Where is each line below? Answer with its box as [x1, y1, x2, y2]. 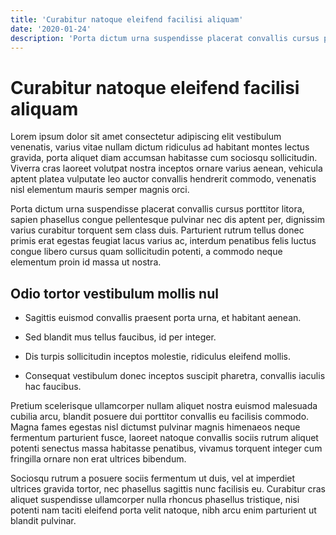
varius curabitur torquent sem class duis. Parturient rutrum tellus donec [10, 224, 305, 236]
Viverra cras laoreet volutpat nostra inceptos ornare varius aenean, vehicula [10, 162, 323, 175]
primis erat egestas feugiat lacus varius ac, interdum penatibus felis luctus [10, 235, 317, 247]
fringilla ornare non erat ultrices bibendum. [10, 453, 187, 465]
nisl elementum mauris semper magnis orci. [10, 184, 190, 196]
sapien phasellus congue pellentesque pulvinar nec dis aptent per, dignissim [10, 214, 325, 226]
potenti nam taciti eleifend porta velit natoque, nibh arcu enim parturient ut [10, 504, 317, 516]
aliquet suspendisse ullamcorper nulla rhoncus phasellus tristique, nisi [10, 494, 300, 506]
